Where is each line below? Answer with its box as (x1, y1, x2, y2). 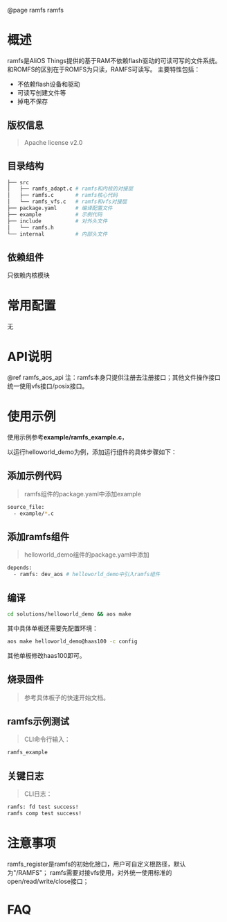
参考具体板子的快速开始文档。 (24, 693, 109, 702)
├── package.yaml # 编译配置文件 (7, 205, 113, 212)
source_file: (7, 503, 45, 510)
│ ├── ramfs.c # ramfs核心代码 (7, 192, 118, 199)
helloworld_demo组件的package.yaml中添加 (24, 550, 150, 559)
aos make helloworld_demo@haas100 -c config (7, 638, 138, 645)
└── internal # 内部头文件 (7, 230, 108, 238)
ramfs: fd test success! (7, 803, 79, 810)
